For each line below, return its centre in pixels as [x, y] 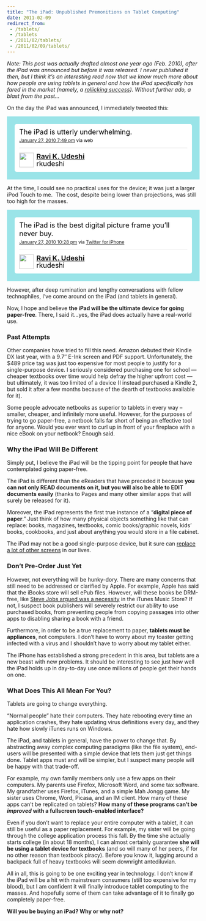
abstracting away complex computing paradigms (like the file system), [95, 747]
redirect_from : [26, 23]
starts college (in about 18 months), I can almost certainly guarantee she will [103, 842]
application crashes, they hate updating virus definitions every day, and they [103, 722]
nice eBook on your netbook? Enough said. [61, 434]
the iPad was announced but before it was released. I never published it [97, 70]
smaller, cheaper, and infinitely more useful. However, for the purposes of [100, 414]
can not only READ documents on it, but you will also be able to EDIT [95, 487]
